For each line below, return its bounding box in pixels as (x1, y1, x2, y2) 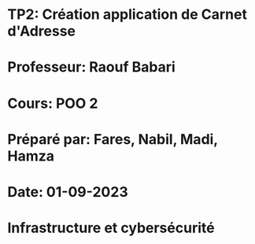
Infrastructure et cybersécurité (7, 219, 215, 237)
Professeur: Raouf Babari (7, 58, 176, 76)
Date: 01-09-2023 (7, 183, 128, 201)
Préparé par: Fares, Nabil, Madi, (7, 130, 218, 148)
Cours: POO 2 (7, 94, 98, 112)
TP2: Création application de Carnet (7, 6, 247, 24)
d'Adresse (7, 22, 76, 40)
